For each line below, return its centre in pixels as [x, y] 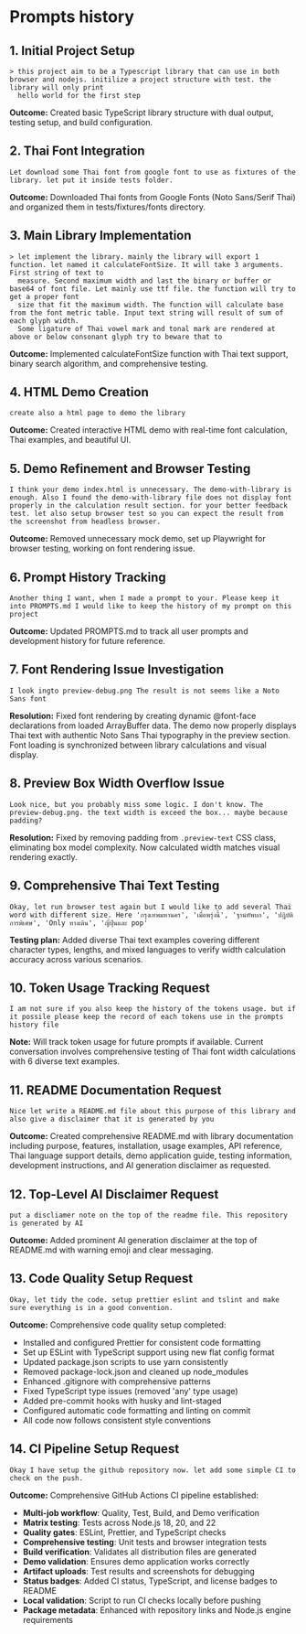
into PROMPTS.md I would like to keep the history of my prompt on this [151, 607]
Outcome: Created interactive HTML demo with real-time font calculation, [148, 430]
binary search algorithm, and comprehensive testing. [109, 363]
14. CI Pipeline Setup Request [95, 1449]
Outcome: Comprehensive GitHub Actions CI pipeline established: [134, 1495]
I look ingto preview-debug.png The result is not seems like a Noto [145, 691]
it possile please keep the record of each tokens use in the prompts [147, 1017]
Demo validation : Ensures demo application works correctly [136, 1561]
